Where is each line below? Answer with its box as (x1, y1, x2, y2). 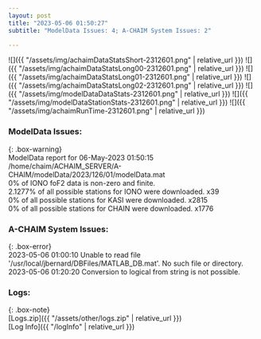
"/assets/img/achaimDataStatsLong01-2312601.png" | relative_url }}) (18, 73, 243, 82)
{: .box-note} (8, 305, 50, 315)
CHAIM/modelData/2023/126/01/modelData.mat (8, 169, 166, 179)
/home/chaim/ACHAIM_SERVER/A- (8, 161, 122, 171)
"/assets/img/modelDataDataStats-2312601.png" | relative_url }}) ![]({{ (18, 89, 248, 99)
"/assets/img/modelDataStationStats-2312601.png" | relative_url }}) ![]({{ (8, 97, 246, 108)
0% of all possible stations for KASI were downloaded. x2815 (8, 195, 208, 204)
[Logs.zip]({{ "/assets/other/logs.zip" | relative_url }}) (8, 313, 182, 323)
